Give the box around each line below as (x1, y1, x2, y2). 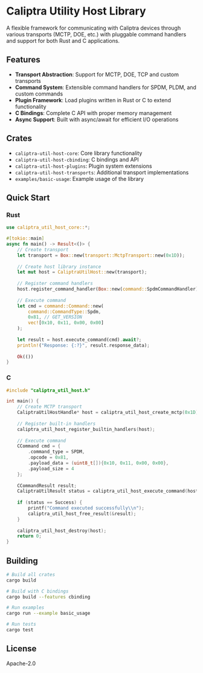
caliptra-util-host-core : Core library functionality (14, 149, 143, 157)
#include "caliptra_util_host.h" (6, 387, 91, 393)
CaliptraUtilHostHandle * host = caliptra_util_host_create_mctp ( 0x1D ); (17, 410, 201, 416)
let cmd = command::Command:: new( (17, 303, 104, 309)
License (6, 643, 37, 654)
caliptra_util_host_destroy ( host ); (17, 528, 107, 534)
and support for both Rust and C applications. (6, 37, 120, 44)
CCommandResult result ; (17, 482, 77, 488)
